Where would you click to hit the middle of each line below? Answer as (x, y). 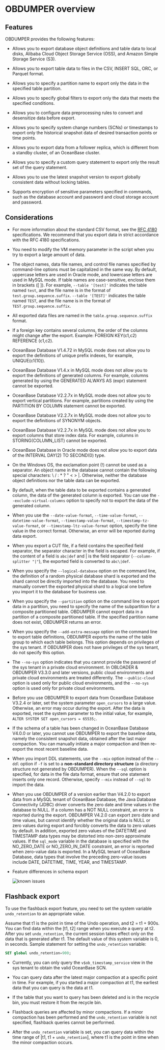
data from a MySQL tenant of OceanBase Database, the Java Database (84, 799)
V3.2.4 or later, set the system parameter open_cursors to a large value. (84, 703)
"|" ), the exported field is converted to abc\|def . (81, 561)
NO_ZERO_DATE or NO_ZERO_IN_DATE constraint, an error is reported (83, 846)
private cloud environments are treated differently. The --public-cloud (83, 677)
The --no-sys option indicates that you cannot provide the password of (84, 662)
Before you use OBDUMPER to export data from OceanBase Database (83, 698)
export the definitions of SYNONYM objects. (57, 420)
